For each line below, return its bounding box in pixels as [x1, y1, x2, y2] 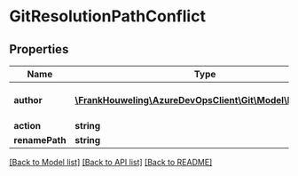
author [13, 94, 43, 106]
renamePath [13, 134, 67, 146]
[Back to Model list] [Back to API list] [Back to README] [9, 157, 213, 167]
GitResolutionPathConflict [9, 6, 207, 27]
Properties [9, 42, 69, 57]
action [13, 120, 42, 132]
